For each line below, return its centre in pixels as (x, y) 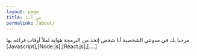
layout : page (23, 12)
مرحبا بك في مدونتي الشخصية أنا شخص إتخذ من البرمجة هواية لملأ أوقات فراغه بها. (99, 40)
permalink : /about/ (31, 23)
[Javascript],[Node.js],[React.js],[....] (52, 46)
